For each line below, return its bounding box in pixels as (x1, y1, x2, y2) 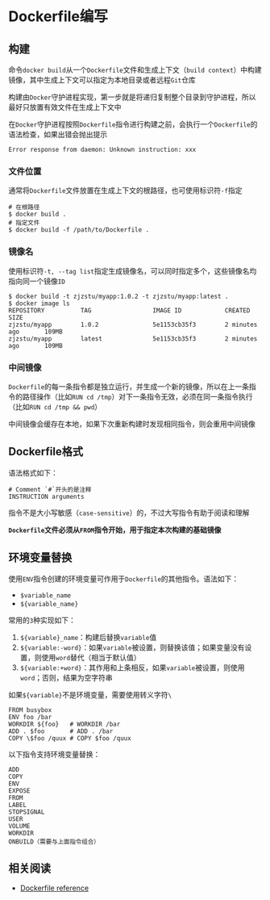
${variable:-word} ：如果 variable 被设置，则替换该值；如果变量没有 (19, 643, 245, 652)
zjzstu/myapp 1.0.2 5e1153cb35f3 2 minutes (8, 320, 258, 329)
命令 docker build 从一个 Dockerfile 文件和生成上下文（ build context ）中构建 (8, 65, 262, 74)
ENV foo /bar (8, 713, 52, 721)
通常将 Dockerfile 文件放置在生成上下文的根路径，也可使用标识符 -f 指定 (8, 186, 243, 195)
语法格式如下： (8, 467, 58, 477)
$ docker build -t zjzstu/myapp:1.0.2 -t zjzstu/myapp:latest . (8, 292, 229, 300)
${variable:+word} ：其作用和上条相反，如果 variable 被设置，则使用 (19, 663, 245, 672)
